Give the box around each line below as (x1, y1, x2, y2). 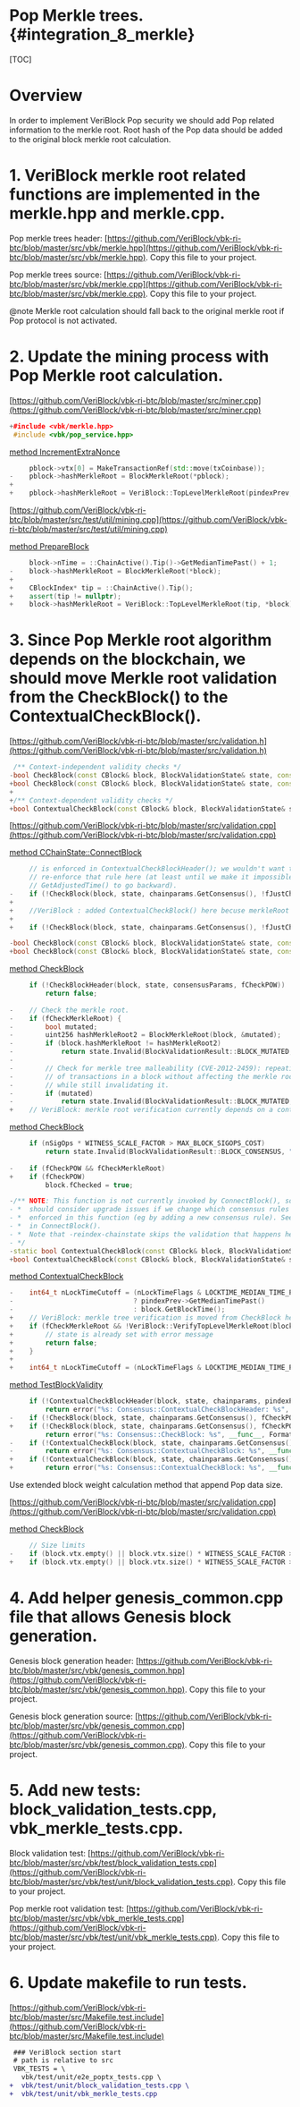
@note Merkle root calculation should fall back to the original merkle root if (9, 305, 285, 316)
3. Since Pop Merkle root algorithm (9, 630, 272, 650)
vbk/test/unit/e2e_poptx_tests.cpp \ (21, 2073, 162, 2082)
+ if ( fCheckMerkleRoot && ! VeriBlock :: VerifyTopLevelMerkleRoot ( (9, 1321, 274, 1330)
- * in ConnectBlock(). (9, 1222, 102, 1231)
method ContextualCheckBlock (9, 1271, 124, 1282)
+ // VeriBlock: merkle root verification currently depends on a (9, 1106, 274, 1115)
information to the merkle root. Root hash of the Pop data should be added (9, 124, 283, 135)
